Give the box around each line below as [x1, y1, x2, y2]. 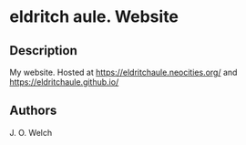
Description [9, 43, 77, 58]
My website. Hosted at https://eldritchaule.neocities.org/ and [9, 67, 238, 78]
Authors [9, 103, 57, 119]
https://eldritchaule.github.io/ [9, 77, 119, 88]
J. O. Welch [9, 127, 53, 138]
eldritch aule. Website [9, 6, 179, 27]
